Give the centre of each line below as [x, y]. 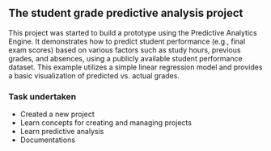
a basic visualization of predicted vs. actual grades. [94, 75]
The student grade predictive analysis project [126, 13]
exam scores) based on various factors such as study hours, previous [125, 50]
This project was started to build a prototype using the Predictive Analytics [133, 32]
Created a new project [57, 114]
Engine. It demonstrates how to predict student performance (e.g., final [127, 41]
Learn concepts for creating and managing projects [106, 123]
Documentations [47, 140]
